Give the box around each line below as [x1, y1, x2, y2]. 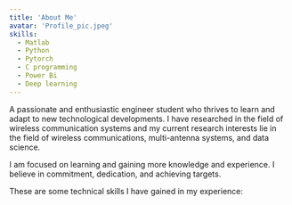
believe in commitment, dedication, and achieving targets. [9, 168, 222, 179]
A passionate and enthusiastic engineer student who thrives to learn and [9, 103, 276, 114]
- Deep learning [17, 79, 77, 88]
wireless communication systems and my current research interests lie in [9, 122, 278, 134]
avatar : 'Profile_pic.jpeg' [9, 21, 114, 30]
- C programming [17, 63, 77, 72]
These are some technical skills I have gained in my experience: [9, 185, 243, 196]
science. [9, 142, 41, 152]
